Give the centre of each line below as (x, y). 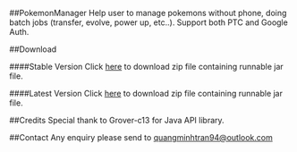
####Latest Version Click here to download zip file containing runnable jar (146, 93)
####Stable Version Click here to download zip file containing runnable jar (146, 67)
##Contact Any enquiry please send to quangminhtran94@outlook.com (141, 137)
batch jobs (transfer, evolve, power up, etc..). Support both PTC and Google (148, 22)
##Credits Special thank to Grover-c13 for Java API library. (117, 120)
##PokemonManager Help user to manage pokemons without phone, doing (148, 13)
